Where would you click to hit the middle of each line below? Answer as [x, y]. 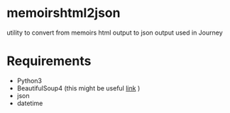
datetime [30, 103]
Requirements [49, 61]
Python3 [29, 81]
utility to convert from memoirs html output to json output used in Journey [115, 32]
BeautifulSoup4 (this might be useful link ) [78, 88]
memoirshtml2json [64, 13]
